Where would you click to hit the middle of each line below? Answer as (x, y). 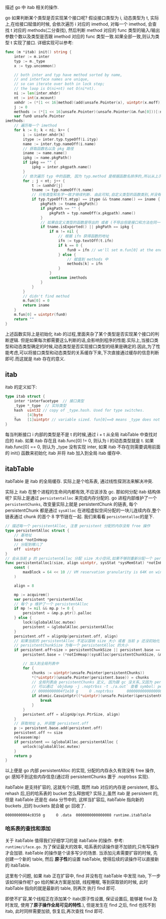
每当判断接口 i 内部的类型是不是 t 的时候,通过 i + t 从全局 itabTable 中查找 (79, 434)
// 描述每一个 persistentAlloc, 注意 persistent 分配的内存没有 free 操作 (78, 526)
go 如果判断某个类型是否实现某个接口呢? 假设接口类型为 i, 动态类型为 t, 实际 (82, 18)
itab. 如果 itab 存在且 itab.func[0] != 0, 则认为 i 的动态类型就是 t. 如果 (84, 440)
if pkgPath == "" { (60, 208)
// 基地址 (23, 535)
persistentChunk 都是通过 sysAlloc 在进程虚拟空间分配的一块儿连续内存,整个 (83, 510)
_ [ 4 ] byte (28, 415)
